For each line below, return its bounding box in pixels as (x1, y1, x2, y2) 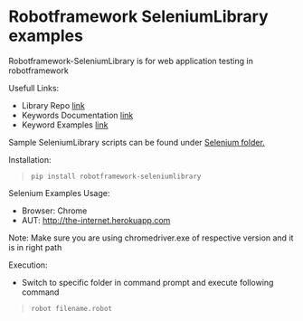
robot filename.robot (30, 304, 112, 313)
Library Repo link (21, 99, 85, 110)
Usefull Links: (8, 82, 60, 93)
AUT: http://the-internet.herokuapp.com (21, 214, 171, 225)
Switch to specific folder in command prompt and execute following (21, 277, 274, 288)
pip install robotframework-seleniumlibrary (30, 172, 202, 181)
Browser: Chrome (21, 205, 88, 216)
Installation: (8, 154, 52, 165)
